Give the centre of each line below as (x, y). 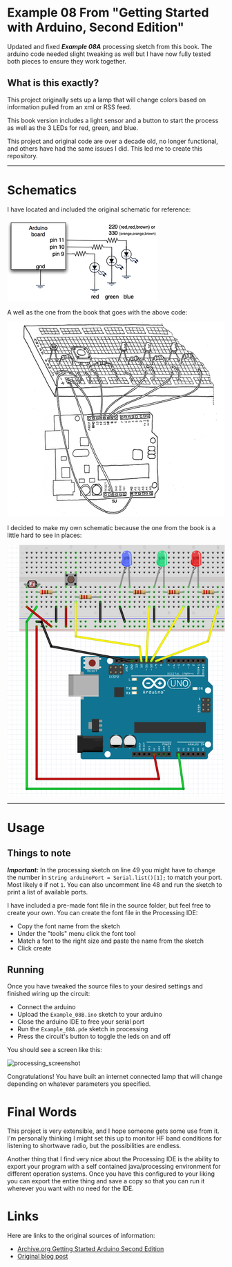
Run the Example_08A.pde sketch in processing (83, 1029)
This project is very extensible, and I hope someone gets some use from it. (113, 1131)
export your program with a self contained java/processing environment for (114, 1167)
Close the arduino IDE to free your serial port (81, 1022)
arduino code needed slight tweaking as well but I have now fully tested (109, 54)
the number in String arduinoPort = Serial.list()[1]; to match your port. (115, 877)
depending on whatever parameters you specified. (79, 1084)
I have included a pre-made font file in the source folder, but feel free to (109, 905)
